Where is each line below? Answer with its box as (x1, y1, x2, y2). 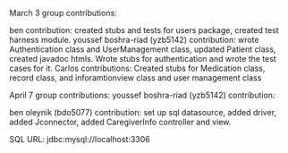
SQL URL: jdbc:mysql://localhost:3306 (9, 134, 150, 144)
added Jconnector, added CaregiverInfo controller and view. (9, 116, 232, 127)
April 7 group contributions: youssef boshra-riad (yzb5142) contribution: (9, 89, 275, 100)
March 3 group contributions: (9, 8, 118, 18)
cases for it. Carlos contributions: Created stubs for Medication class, (9, 63, 266, 73)
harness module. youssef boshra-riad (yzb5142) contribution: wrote (9, 35, 259, 45)
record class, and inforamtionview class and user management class (9, 72, 262, 83)
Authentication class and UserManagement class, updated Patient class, (9, 44, 276, 55)
